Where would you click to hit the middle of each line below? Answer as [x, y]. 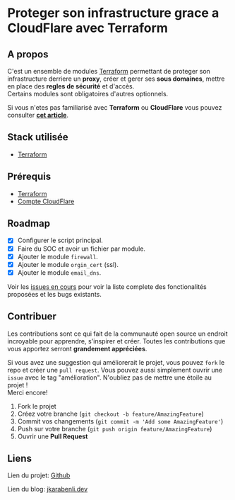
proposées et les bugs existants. [55, 294]
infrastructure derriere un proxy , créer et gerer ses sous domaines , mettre [116, 79]
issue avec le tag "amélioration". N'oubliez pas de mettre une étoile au [109, 377]
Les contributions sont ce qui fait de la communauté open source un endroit [117, 334]
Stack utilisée [38, 137]
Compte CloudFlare [46, 201]
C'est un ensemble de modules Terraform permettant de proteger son [109, 71]
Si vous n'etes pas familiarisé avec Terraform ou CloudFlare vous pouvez [115, 107]
